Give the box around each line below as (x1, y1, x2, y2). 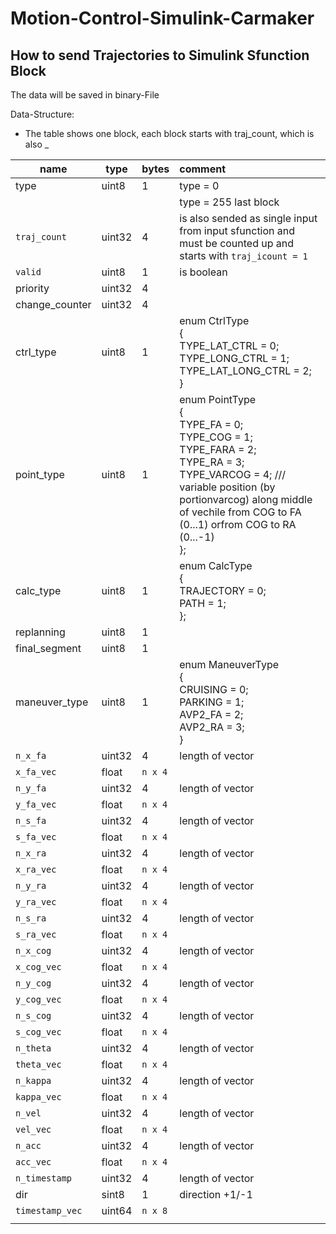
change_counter (15, 298, 92, 311)
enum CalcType (179, 559, 253, 572)
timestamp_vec (15, 1205, 83, 1216)
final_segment (15, 642, 82, 655)
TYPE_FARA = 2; (179, 443, 257, 456)
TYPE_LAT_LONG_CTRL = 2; (179, 364, 312, 377)
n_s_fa (15, 815, 47, 826)
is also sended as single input (179, 212, 318, 225)
